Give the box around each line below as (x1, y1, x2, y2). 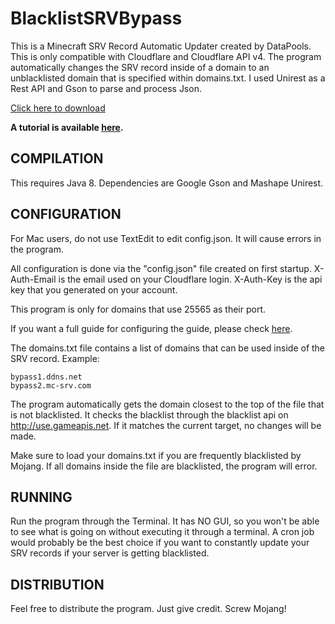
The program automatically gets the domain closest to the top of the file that (10, 398, 325, 410)
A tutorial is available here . (10, 121, 124, 133)
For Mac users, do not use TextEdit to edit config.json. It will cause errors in (10, 232, 322, 244)
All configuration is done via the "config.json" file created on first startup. (10, 262, 312, 274)
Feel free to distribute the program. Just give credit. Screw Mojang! (10, 603, 287, 615)
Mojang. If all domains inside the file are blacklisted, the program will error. (10, 460, 318, 472)
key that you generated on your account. (10, 283, 178, 296)
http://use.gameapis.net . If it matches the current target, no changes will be (10, 419, 322, 431)
